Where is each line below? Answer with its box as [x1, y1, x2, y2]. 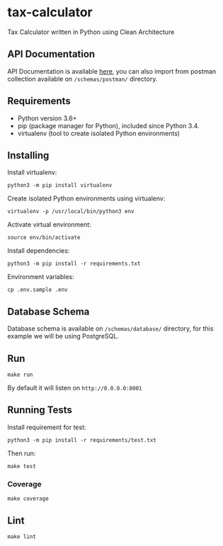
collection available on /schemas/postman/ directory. [7, 74, 158, 83]
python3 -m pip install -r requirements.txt [7, 260, 141, 268]
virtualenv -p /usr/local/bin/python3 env [7, 208, 135, 215]
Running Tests [7, 404, 72, 416]
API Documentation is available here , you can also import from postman [7, 67, 217, 75]
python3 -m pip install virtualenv [7, 182, 113, 189]
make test [7, 462, 37, 470]
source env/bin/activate [7, 234, 81, 241]
